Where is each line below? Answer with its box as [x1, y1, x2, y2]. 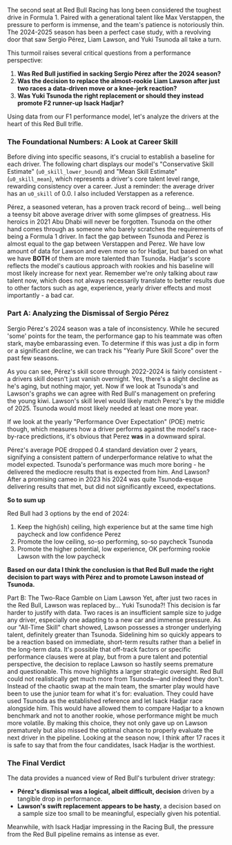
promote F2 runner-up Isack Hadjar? [17, 99, 124, 107]
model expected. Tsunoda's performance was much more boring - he [7, 460, 206, 468]
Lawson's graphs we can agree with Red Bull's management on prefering [7, 389, 216, 398]
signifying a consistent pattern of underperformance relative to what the [7, 453, 213, 461]
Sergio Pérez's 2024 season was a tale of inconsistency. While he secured [7, 324, 220, 332]
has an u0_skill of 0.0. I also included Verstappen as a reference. [7, 190, 195, 198]
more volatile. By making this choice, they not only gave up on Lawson [7, 718, 208, 727]
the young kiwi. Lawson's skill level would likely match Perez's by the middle [7, 396, 225, 404]
